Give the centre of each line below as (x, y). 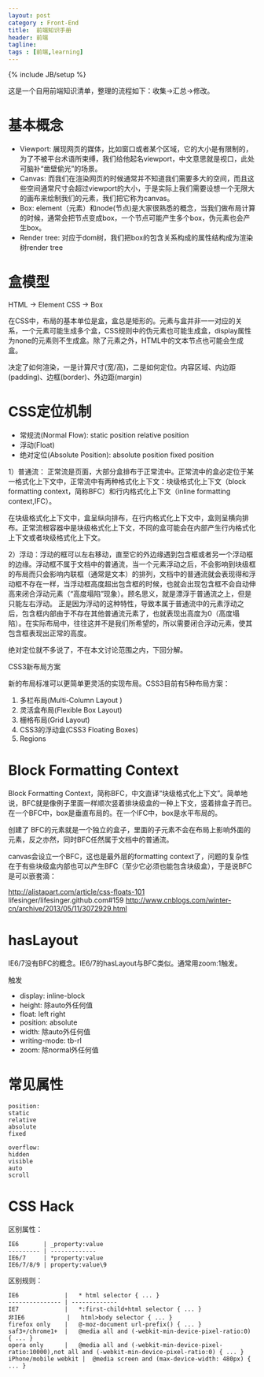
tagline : (22, 45)
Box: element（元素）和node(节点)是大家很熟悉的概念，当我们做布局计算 (137, 208)
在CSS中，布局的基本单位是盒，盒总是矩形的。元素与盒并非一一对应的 (122, 321)
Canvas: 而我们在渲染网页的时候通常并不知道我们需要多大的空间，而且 (133, 178)
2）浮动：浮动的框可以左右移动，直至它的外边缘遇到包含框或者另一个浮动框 (131, 554)
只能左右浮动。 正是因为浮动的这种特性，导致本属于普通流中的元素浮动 (123, 603)
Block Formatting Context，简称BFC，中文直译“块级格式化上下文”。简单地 (128, 793)
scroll (19, 1175)
